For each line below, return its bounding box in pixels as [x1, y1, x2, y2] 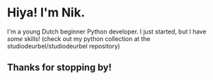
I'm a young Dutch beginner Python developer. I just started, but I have [7, 27, 207, 36]
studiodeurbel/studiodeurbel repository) [7, 42, 121, 50]
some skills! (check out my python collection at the [7, 34, 151, 42]
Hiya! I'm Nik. [7, 5, 86, 21]
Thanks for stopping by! [7, 62, 112, 73]
